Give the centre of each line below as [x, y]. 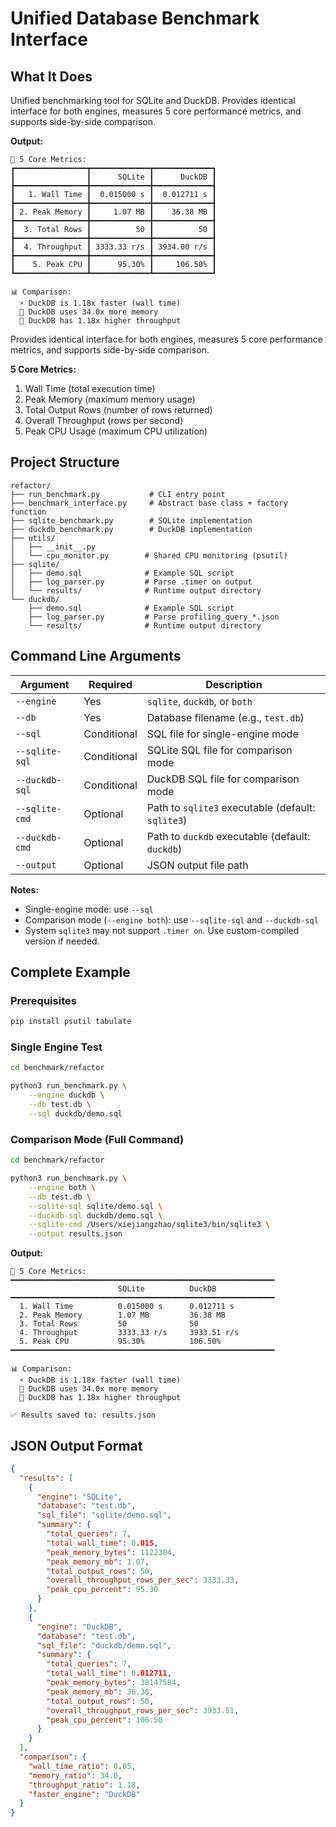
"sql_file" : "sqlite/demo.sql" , [104, 1515]
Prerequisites [43, 1000]
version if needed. [62, 941]
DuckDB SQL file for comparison [223, 779]
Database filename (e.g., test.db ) [225, 717]
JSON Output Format [76, 1445]
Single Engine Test [56, 1047]
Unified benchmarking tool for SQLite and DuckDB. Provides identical [153, 100]
